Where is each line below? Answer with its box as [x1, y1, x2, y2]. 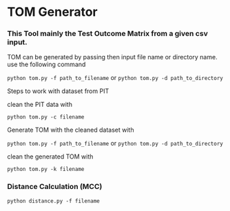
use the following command [7, 60, 86, 69]
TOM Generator [7, 4, 98, 20]
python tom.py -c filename [7, 114, 85, 121]
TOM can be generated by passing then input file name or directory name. [7, 53, 218, 61]
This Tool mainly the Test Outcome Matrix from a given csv [7, 29, 208, 39]
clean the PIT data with [7, 101, 72, 109]
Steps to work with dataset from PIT [7, 87, 109, 95]
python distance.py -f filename [7, 197, 100, 204]
